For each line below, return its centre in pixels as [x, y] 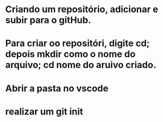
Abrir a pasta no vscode [57, 88]
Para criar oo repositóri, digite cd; [78, 43]
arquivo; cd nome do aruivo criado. [81, 65]
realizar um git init [44, 112]
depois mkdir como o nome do [71, 54]
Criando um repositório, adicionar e [82, 9]
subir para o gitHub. [48, 20]
